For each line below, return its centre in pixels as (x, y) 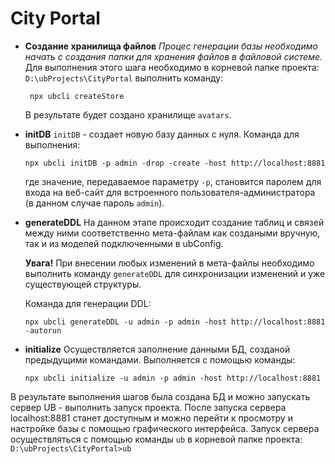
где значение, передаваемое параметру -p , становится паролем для (173, 181)
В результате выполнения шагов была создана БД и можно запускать (160, 396)
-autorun (43, 330)
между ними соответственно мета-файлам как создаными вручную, (172, 233)
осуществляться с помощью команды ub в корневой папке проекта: (156, 439)
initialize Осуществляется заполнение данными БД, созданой (157, 349)
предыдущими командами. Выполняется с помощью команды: (160, 359)
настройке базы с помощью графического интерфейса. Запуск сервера (165, 428)
